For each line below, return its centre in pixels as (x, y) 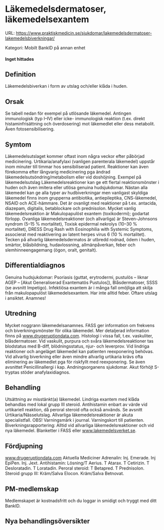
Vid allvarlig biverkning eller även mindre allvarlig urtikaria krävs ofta (74, 356)
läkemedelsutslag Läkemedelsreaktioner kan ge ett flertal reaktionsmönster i (82, 182)
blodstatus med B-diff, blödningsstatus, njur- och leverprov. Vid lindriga (77, 346)
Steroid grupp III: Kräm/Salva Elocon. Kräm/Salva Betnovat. (65, 474)
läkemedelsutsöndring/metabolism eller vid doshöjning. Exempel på (73, 177)
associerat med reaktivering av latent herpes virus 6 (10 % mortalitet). (75, 234)
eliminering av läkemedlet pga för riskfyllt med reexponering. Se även (75, 362)
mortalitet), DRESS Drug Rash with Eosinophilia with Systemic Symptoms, (79, 229)
